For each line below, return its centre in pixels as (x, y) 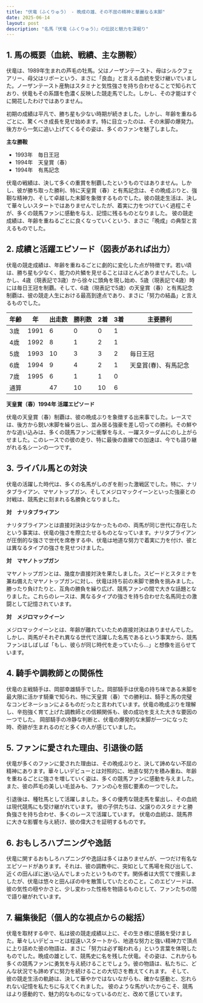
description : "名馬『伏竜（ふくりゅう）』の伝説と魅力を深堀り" (77, 29)
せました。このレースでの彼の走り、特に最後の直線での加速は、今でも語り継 (101, 440)
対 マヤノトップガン (33, 560)
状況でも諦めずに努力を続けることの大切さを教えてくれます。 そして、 (105, 971)
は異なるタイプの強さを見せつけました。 (57, 548)
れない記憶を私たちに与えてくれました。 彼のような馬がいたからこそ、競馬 (100, 986)
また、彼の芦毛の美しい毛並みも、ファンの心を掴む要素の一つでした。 (94, 787)
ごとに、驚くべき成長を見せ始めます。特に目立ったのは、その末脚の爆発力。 (101, 121)
